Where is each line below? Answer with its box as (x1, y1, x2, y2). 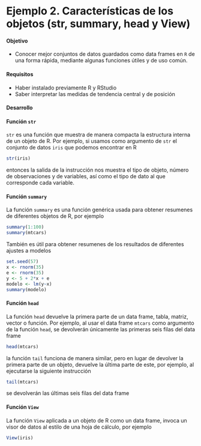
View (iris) (6, 435, 34, 441)
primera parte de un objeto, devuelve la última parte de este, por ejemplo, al (6, 361, 194, 368)
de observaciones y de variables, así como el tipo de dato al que (6, 173, 166, 180)
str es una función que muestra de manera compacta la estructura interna (6, 131, 191, 139)
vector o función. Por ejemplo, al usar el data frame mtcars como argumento (6, 319, 194, 327)
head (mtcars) (6, 343, 39, 349)
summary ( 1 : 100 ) (6, 224, 44, 231)
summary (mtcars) (6, 230, 47, 236)
